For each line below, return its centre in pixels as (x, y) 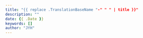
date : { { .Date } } (24, 19)
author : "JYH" (20, 28)
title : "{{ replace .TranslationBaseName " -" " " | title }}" (72, 10)
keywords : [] (19, 23)
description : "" (22, 14)
